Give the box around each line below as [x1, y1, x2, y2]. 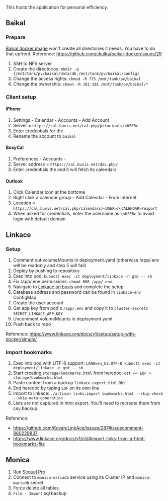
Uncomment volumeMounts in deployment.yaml [13, 315, 113, 321]
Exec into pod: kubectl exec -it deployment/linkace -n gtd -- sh [13, 273, 152, 279]
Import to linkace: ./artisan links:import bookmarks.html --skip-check [13, 390, 163, 396]
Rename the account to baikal [13, 133, 76, 139]
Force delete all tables [13, 485, 59, 491]
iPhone [6, 106, 21, 112]
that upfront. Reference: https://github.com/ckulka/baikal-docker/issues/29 [6, 50, 162, 57]
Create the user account [13, 299, 64, 306]
